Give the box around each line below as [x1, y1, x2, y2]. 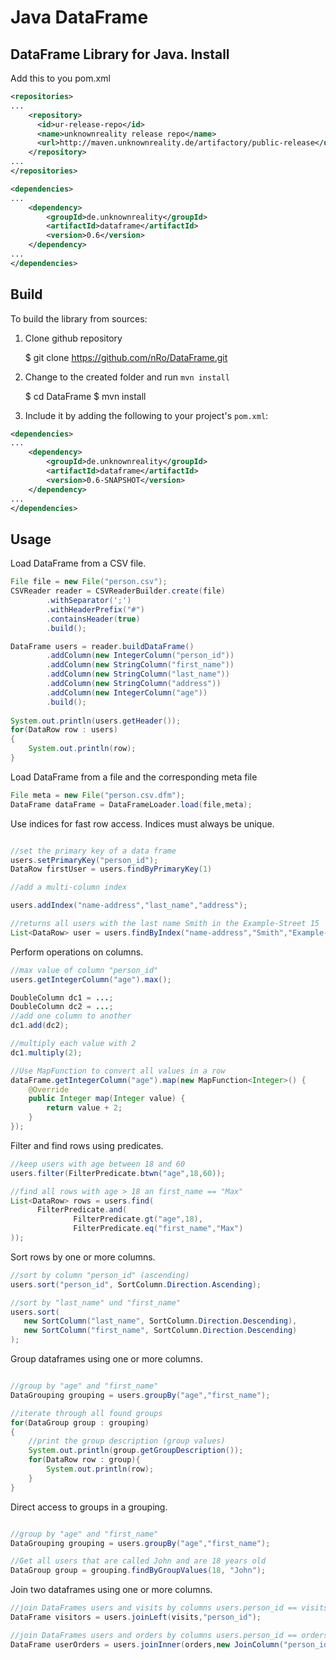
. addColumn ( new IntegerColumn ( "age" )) [46, 687, 208, 698]
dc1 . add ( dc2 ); [10, 1021, 70, 1031]
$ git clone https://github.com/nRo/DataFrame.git [24, 351, 228, 363]
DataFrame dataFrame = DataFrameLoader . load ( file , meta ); [10, 799, 253, 810]
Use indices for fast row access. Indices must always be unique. [10, 817, 275, 830]
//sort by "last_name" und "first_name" [10, 1297, 182, 1308]
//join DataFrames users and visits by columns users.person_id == [10, 1603, 298, 1613]
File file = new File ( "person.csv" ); [10, 577, 168, 587]
